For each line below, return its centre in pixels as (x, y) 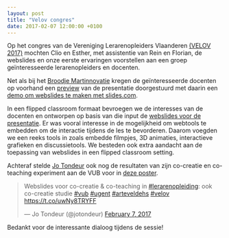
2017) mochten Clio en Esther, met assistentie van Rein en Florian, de (105, 53)
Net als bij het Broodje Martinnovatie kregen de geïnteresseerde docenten (112, 81)
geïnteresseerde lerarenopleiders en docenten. (74, 68)
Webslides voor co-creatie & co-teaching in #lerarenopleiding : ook (118, 187)
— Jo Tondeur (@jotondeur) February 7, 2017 (88, 214)
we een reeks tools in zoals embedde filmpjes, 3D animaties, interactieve (110, 138)
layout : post (26, 13)
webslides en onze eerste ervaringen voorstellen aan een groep (97, 60)
